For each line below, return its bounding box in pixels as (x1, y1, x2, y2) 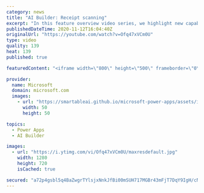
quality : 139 (6, 43, 39, 49)
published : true (6, 54, 47, 60)
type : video (6, 37, 36, 43)
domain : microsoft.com (12, 88, 69, 94)
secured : (6, 177, 29, 183)
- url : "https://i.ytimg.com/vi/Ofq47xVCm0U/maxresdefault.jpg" (12, 149, 178, 155)
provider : (6, 76, 32, 82)
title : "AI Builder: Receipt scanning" (6, 15, 107, 21)
